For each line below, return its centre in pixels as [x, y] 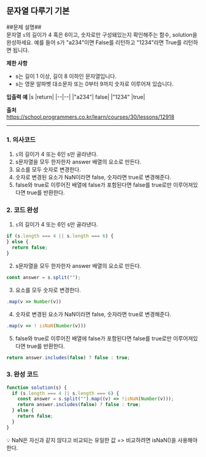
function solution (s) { [37, 388]
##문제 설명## [24, 27]
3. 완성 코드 [22, 375]
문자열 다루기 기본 [38, 11]
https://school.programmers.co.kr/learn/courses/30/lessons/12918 [90, 117]
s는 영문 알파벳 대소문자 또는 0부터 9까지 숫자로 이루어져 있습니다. [94, 84]
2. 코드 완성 [22, 210]
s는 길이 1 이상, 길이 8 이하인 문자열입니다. [66, 76]
